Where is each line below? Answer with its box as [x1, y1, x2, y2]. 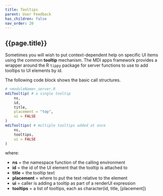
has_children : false [5, 16, 47, 21]
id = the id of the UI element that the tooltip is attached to [12, 165, 128, 171]
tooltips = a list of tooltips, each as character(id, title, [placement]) [12, 186, 146, 192]
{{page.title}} [5, 39, 47, 47]
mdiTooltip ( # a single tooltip [5, 91, 71, 96]
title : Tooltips [5, 7, 38, 12]
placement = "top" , [14, 109, 54, 114]
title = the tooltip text [12, 170, 55, 176]
